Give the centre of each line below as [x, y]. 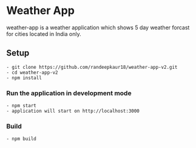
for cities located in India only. [44, 33]
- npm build [21, 139]
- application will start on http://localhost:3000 [73, 111]
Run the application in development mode [69, 93]
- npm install [24, 78]
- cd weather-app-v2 [32, 72]
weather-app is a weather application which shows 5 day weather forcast [98, 27]
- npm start [21, 106]
